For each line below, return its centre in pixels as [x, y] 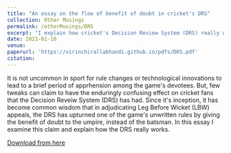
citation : [21, 59]
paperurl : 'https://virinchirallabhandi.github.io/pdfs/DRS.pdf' [102, 52]
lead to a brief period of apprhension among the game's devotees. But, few [113, 85]
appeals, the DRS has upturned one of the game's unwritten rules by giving [113, 114]
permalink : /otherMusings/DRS [51, 26]
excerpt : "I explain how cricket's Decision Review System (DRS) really [113, 33]
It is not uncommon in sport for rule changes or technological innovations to [114, 78]
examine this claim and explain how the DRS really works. [89, 129]
